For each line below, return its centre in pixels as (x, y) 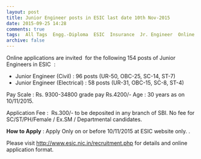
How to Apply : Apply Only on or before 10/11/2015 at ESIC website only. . (98, 131)
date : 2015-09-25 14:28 (37, 23)
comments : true (26, 29)
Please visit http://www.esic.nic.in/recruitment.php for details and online (97, 143)
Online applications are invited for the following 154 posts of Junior (91, 58)
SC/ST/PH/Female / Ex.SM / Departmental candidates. (74, 119)
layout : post (23, 12)
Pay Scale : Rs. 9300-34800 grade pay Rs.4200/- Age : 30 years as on (96, 94)
